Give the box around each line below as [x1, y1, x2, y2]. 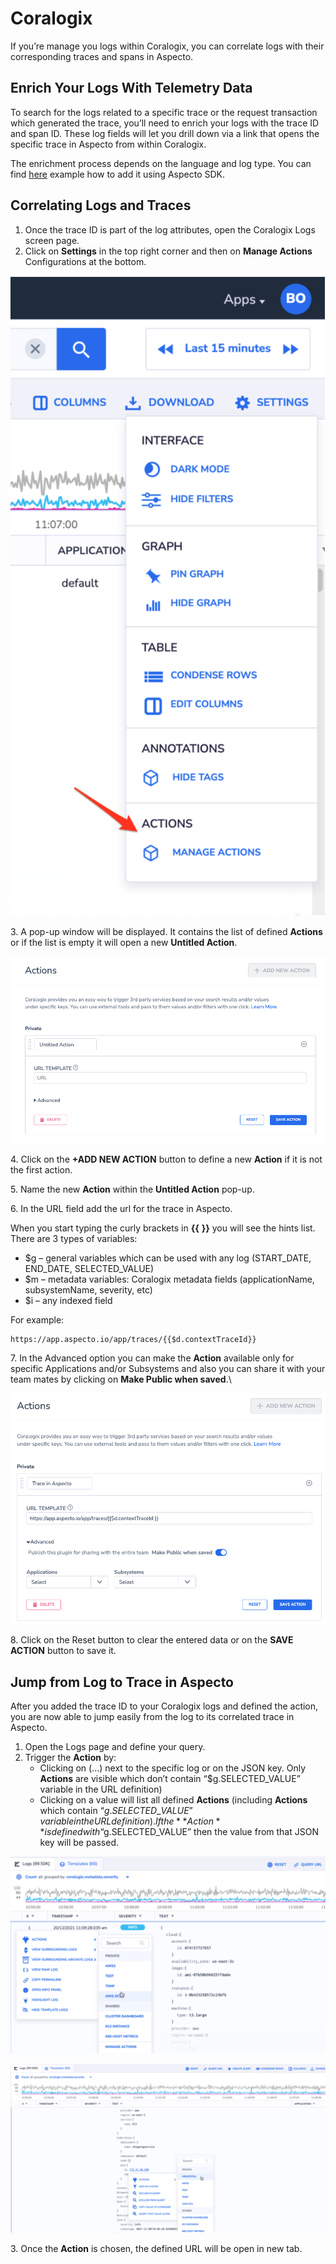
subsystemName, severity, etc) [24, 1283, 153, 1296]
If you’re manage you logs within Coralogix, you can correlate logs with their [10, 40, 325, 52]
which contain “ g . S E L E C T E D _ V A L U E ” [39, 1805, 193, 1817]
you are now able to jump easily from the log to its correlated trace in [10, 1711, 295, 1723]
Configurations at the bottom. [24, 255, 147, 267]
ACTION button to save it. [10, 1645, 117, 1657]
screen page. [24, 234, 80, 246]
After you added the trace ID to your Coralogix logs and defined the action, [10, 1700, 319, 1712]
